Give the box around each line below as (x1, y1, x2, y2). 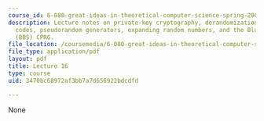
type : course (8, 69, 51, 77)
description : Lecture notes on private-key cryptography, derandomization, (8, 19, 262, 27)
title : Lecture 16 (8, 62, 68, 70)
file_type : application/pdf (8, 48, 101, 55)
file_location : (8, 41, 58, 48)
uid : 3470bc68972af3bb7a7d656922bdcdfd (8, 77, 139, 84)
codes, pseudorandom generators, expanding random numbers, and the (15, 26, 244, 34)
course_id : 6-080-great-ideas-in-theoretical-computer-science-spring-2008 (8, 11, 262, 20)
